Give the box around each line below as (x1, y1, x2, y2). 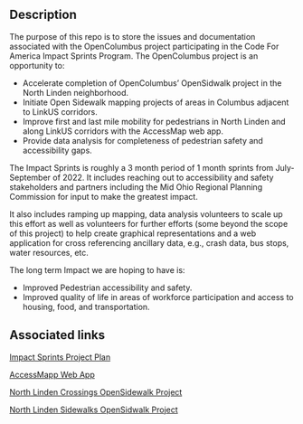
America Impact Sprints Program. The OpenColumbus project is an (9, 50, 259, 61)
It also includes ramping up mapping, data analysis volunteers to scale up (9, 208, 283, 220)
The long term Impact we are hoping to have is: (9, 264, 185, 275)
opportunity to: (9, 60, 65, 71)
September (9, 172, 52, 183)
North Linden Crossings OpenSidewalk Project (9, 386, 183, 397)
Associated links (9, 327, 106, 343)
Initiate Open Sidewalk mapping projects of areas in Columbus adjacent (22, 97, 289, 108)
